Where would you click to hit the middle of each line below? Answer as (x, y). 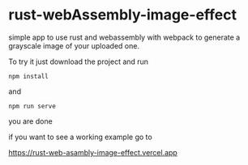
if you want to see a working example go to (80, 137)
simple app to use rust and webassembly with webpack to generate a (124, 37)
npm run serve (32, 106)
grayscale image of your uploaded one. (74, 45)
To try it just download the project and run (78, 61)
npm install (28, 76)
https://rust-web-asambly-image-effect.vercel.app (93, 152)
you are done (30, 121)
